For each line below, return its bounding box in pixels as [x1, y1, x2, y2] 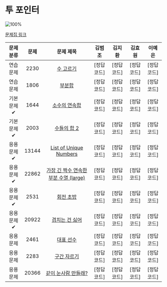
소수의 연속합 [52, 102, 82, 109]
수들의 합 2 [54, 124, 80, 131]
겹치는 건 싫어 [51, 216, 82, 223]
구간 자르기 [54, 253, 80, 260]
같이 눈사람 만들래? [45, 270, 88, 277]
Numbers [56, 150, 78, 157]
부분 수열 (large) [48, 174, 85, 181]
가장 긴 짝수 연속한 [46, 167, 87, 173]
